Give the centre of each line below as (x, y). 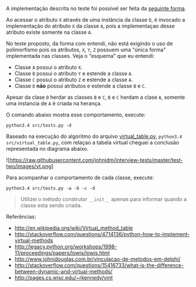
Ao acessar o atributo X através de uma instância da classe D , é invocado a (96, 20)
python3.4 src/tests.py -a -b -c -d (50, 188)
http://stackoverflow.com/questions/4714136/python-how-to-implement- (102, 234)
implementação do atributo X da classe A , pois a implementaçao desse (90, 26)
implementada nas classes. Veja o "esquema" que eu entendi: (80, 56)
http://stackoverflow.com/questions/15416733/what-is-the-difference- (99, 265)
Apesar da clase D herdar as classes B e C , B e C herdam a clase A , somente (96, 97)
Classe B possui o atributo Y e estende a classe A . (73, 73)
